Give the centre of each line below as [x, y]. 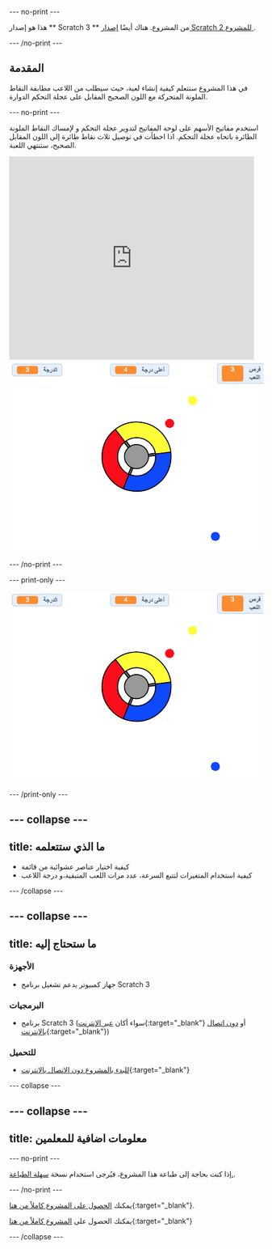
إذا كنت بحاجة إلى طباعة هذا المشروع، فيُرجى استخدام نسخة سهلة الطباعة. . [123, 1174]
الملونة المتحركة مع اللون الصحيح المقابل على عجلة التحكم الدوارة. [109, 96]
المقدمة [27, 68]
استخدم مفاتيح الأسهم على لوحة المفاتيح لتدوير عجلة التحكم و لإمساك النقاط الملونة [134, 128]
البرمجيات [27, 1005]
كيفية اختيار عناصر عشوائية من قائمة [75, 866]
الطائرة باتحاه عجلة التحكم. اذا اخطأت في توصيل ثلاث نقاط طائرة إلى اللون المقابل [133, 136]
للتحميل [23, 1052]
